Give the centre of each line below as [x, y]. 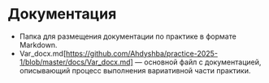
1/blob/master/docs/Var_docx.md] [76, 62]
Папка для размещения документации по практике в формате [128, 36]
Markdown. [38, 44]
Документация [62, 14]
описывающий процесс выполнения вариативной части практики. [135, 70]
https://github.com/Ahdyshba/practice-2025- [142, 53]
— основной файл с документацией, [198, 62]
